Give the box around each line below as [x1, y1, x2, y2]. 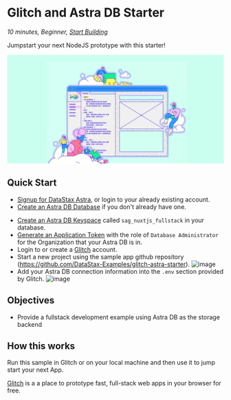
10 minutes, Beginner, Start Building [7, 28, 108, 36]
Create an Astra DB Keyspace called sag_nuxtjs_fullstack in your [16, 216, 205, 224]
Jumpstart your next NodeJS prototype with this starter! [7, 41, 166, 49]
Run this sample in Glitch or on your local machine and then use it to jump [7, 359, 215, 367]
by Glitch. [16, 274, 45, 283]
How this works [7, 340, 76, 352]
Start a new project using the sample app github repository [16, 252, 184, 261]
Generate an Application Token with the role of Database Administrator [16, 230, 219, 239]
